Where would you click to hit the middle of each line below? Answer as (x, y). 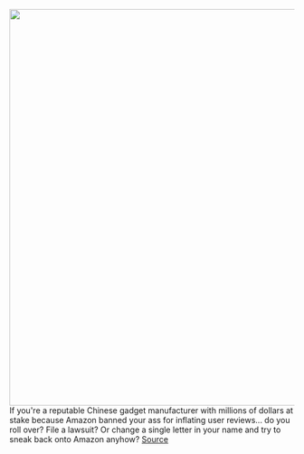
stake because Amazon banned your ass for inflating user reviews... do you (150, 420)
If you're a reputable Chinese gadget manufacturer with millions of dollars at (152, 411)
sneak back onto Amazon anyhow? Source (89, 439)
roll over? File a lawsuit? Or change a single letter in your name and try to (145, 430)
